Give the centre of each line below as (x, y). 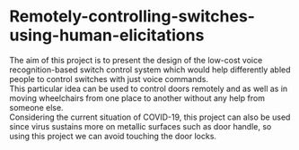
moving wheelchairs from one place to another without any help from (137, 98)
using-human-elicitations (107, 35)
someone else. (37, 107)
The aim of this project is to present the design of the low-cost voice (136, 60)
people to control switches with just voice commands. (109, 79)
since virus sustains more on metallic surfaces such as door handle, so (141, 126)
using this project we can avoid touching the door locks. (113, 136)
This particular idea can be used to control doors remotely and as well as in (149, 88)
